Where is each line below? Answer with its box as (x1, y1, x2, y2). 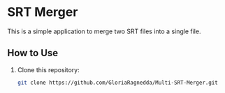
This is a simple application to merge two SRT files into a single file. (7, 27, 201, 35)
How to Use (7, 47, 59, 59)
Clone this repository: (17, 65, 80, 74)
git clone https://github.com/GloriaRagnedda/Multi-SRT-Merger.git (17, 79, 218, 86)
